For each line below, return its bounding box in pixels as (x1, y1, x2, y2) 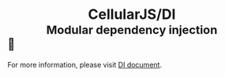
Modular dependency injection (46, 22, 218, 38)
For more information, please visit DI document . (7, 60, 163, 69)
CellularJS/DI (88, 5, 176, 24)
